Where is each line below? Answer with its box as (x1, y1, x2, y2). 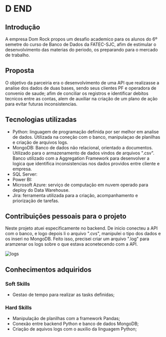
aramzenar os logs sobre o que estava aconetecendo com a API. (5, 241, 138, 247)
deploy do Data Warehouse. (12, 187, 70, 193)
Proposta (5, 66, 34, 75)
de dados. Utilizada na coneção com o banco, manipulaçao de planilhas (12, 134, 161, 140)
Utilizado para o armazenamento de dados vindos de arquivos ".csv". (12, 150, 155, 156)
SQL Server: (12, 171, 38, 177)
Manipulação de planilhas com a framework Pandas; (12, 316, 121, 322)
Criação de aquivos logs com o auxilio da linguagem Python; (12, 326, 137, 332)
